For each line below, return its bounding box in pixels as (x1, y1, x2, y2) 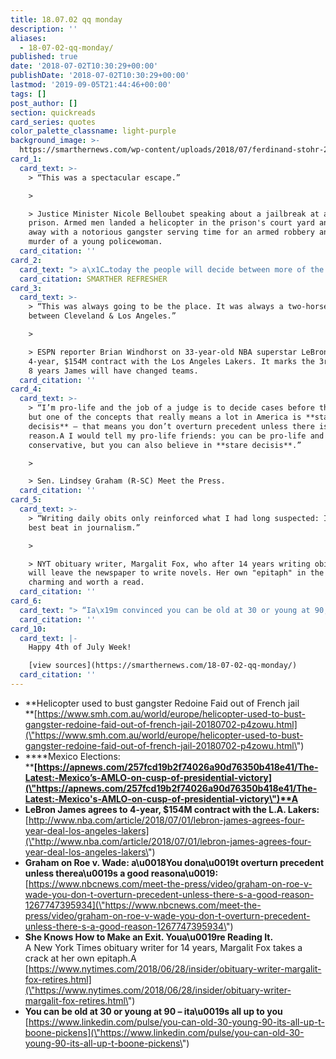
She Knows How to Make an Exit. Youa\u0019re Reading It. (24, 931, 274, 943)
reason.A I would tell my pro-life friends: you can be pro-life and (28, 431, 325, 441)
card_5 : (10, 495, 43, 505)
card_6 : (10, 596, 43, 606)
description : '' (10, 24, 78, 34)
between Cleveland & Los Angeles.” (28, 311, 177, 321)
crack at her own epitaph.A (24, 952, 137, 964)
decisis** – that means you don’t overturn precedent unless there (28, 421, 315, 431)
